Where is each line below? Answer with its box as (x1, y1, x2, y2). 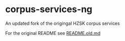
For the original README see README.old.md (5, 30, 101, 36)
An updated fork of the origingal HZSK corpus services (5, 20, 120, 26)
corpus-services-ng (5, 4, 93, 15)
